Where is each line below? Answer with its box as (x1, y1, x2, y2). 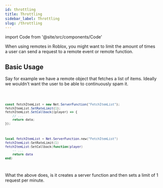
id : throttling (5, 7, 36, 12)
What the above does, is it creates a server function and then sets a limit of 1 (5, 172, 159, 178)
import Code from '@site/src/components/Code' (5, 34, 102, 40)
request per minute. (5, 177, 45, 183)
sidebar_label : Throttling (5, 16, 60, 21)
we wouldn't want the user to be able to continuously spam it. (5, 81, 129, 87)
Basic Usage (5, 63, 44, 71)
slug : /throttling (5, 20, 42, 26)
